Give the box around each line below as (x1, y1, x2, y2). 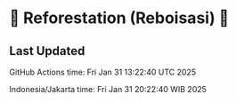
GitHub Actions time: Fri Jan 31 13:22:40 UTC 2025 (9, 67, 197, 77)
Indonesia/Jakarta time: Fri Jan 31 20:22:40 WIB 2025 (9, 84, 208, 94)
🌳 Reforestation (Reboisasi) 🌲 (9, 8, 230, 28)
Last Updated (9, 43, 85, 59)
